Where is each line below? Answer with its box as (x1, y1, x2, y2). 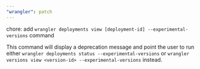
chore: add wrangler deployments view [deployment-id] (6, 25, 146, 32)
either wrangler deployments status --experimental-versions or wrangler (6, 49, 190, 57)
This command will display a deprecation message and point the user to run (6, 43, 195, 50)
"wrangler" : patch (6, 8, 52, 15)
